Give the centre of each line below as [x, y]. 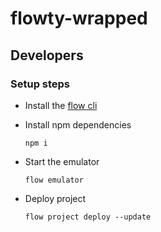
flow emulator [54, 180]
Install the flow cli [61, 105]
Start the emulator [62, 161]
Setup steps [40, 84]
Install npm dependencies [78, 124]
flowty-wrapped [79, 18]
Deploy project [55, 198]
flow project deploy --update [88, 217]
